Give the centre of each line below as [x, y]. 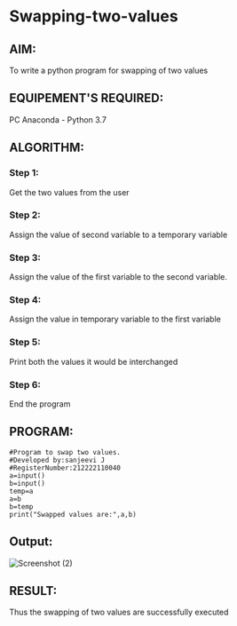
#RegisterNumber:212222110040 [65, 468]
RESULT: [33, 591]
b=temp [21, 507]
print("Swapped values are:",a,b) [73, 514]
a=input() [28, 475]
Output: [31, 542]
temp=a [21, 491]
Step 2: [25, 215]
